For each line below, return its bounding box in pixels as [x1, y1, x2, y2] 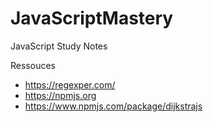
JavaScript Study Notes [10, 40, 108, 52]
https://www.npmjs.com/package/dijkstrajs [24, 100, 203, 112]
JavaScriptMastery [10, 7, 174, 30]
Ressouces [10, 59, 56, 71]
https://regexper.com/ [24, 78, 116, 91]
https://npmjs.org [24, 89, 97, 101]
